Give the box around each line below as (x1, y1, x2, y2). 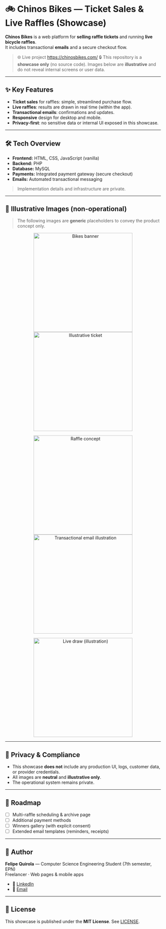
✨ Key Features (5, 86, 53, 94)
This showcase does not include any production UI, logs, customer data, (12, 764, 161, 770)
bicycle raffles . (5, 39, 37, 45)
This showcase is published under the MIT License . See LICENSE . (5, 918, 140, 924)
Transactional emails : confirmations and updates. (12, 109, 115, 115)
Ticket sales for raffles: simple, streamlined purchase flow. (12, 99, 132, 105)
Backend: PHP (12, 160, 43, 166)
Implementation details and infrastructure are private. (17, 186, 126, 192)
